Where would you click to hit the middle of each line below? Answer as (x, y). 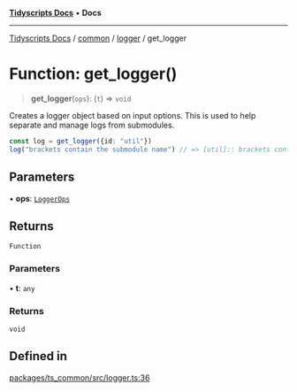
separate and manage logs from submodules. (92, 125)
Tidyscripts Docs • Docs (55, 13)
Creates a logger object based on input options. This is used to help (133, 115)
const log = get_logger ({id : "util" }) (80, 141)
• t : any (22, 288)
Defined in (38, 356)
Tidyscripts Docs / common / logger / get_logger (98, 38)
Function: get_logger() (93, 74)
